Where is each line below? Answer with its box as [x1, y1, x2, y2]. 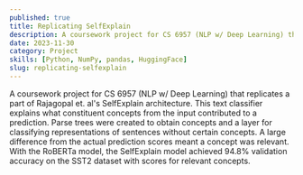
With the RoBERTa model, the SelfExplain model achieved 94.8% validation [9, 145, 288, 156]
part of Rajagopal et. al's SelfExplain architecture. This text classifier [9, 97, 263, 108]
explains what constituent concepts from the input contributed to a [9, 107, 257, 118]
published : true [9, 13, 70, 23]
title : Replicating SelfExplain [9, 22, 131, 31]
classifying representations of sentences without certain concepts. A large [9, 126, 287, 137]
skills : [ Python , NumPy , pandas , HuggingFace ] [9, 55, 188, 64]
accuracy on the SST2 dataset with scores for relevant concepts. [9, 155, 251, 166]
